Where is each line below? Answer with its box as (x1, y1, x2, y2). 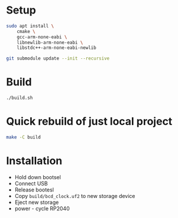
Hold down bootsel (14, 173, 61, 180)
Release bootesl (14, 186, 54, 193)
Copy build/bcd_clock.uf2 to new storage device (14, 192, 135, 199)
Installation (6, 154, 63, 167)
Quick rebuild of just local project (6, 115, 173, 128)
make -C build (6, 134, 41, 140)
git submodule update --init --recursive (6, 55, 110, 62)
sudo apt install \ (6, 23, 54, 29)
